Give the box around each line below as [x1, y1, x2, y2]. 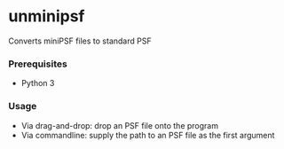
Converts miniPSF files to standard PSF [8, 35, 152, 46]
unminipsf [8, 6, 85, 27]
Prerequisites [8, 58, 67, 70]
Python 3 [20, 78, 55, 89]
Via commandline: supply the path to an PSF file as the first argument [20, 129, 275, 140]
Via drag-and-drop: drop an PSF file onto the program [20, 120, 219, 130]
